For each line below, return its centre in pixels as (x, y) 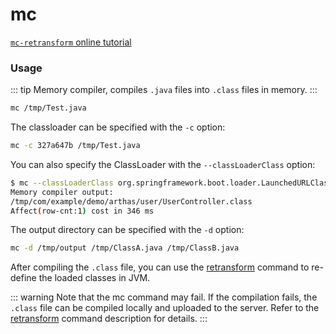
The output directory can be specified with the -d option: (127, 230)
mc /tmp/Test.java (48, 108)
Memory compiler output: (62, 192)
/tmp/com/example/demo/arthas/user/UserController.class (131, 201)
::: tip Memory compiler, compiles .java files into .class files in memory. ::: (164, 90)
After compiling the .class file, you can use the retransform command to (160, 267)
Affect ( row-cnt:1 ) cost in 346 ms (82, 211)
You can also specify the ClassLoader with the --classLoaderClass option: (163, 164)
